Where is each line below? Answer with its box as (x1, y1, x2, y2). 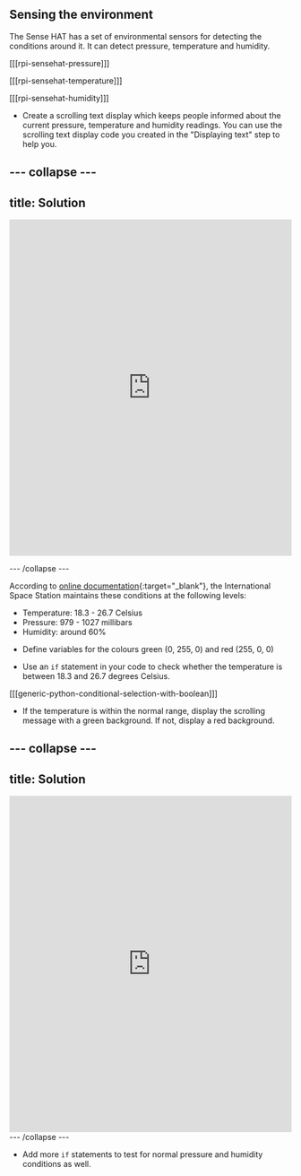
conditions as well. (21, 1159, 91, 1170)
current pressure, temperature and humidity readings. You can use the (21, 119, 283, 130)
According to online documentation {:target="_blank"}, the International (9, 580, 271, 591)
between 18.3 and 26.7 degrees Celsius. (21, 671, 170, 682)
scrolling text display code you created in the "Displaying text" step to (21, 129, 280, 140)
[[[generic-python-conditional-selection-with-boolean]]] (9, 688, 218, 699)
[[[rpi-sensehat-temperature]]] (9, 75, 123, 86)
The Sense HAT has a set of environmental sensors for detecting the (9, 30, 262, 41)
